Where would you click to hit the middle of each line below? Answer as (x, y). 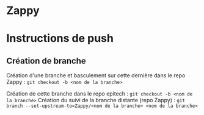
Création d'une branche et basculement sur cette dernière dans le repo (96, 75)
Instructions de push (60, 39)
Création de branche (46, 61)
